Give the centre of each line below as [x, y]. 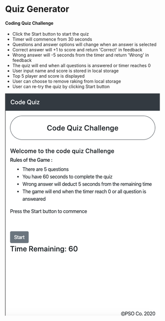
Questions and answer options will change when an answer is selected [84, 45]
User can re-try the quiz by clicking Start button [61, 87]
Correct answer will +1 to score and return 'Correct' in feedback [77, 50]
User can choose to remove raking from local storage [66, 81]
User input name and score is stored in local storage [65, 71]
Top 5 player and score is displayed [48, 76]
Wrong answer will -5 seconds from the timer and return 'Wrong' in [81, 55]
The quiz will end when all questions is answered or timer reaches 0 [82, 66]
